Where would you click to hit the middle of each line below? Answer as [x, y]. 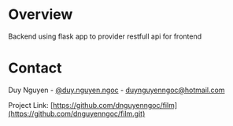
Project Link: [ [31, 105]
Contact [35, 68]
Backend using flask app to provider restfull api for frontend [105, 36]
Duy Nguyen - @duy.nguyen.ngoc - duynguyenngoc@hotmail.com [116, 90]
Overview [41, 15]
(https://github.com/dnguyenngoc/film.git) [77, 113]
